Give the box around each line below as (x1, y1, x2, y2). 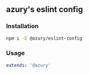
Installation (6, 22, 39, 30)
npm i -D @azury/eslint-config (6, 35, 83, 41)
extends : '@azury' (6, 62, 51, 68)
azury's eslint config (6, 5, 83, 15)
